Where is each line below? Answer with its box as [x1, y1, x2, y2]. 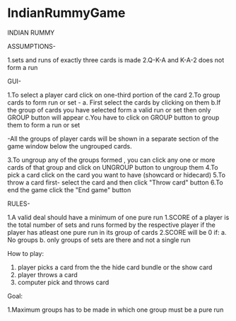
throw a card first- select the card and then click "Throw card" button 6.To [7, 178, 224, 187]
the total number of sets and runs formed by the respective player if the [7, 221, 216, 229]
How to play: [7, 249, 45, 257]
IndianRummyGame [7, 5, 126, 21]
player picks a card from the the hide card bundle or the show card [17, 263, 213, 272]
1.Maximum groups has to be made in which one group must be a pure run [7, 305, 224, 314]
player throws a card [17, 270, 78, 279]
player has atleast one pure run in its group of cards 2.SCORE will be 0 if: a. [7, 228, 227, 236]
